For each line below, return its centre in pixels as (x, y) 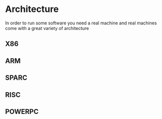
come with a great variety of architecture (47, 28)
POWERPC (22, 111)
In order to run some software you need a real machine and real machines (81, 23)
